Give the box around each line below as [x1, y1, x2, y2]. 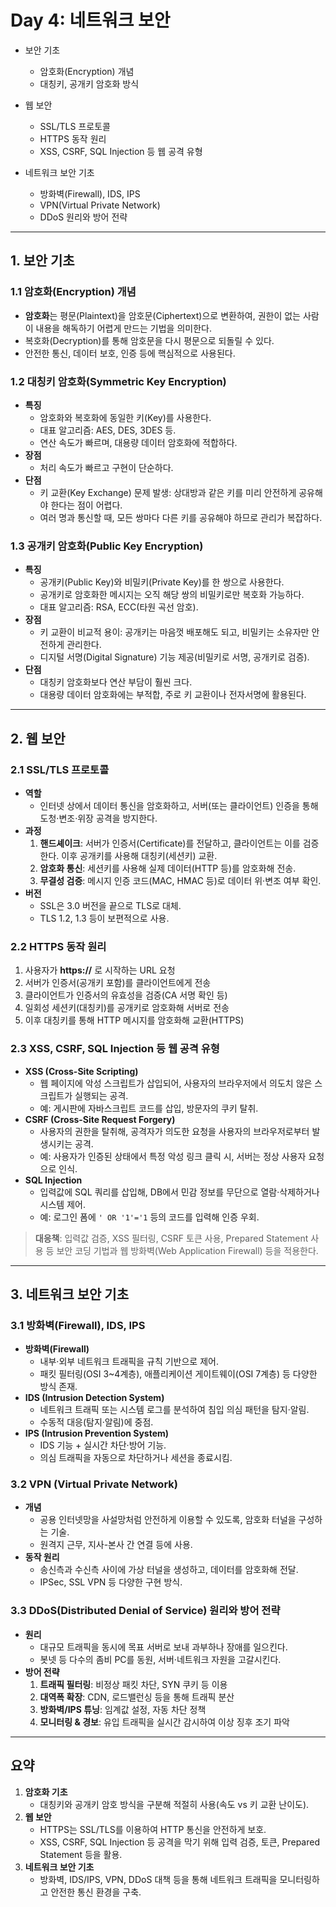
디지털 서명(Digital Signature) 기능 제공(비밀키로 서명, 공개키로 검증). [39, 651, 310, 663]
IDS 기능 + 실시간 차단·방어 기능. [39, 1439, 167, 1451]
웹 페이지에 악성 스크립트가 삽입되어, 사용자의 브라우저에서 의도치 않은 [39, 1077, 313, 1089]
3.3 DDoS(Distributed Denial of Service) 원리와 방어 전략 [10, 1604, 281, 1618]
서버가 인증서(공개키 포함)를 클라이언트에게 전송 [24, 977, 212, 989]
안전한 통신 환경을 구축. [50, 1886, 142, 1898]
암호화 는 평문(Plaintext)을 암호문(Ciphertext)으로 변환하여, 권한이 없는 [24, 309, 301, 321]
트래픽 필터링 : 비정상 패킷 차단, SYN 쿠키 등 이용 [39, 1678, 228, 1690]
